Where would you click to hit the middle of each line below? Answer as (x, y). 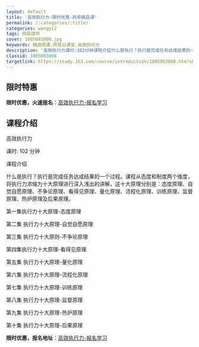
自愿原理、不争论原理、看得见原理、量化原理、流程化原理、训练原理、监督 (102, 192)
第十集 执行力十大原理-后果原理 (44, 326)
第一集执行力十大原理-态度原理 (44, 211)
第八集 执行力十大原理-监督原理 (44, 300)
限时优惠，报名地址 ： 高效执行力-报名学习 (57, 338)
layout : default (26, 12)
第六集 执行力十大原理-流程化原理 (47, 275)
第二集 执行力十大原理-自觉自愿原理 (50, 224)
